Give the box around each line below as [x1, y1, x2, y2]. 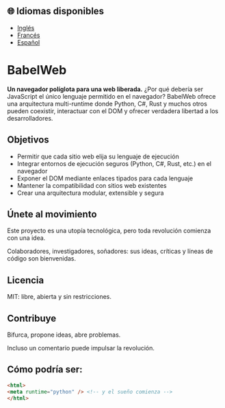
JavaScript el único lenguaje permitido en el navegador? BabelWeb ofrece [7, 92, 216, 100]
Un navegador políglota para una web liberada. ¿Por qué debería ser [7, 85, 204, 93]
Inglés [16, 23, 35, 32]
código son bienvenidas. [7, 254, 77, 263]
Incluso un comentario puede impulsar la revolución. [7, 344, 155, 352]
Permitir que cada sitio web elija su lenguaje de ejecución [16, 152, 179, 160]
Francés [16, 31, 40, 39]
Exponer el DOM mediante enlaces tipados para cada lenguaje [16, 174, 194, 182]
